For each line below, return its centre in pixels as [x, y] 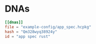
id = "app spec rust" [28, 36]
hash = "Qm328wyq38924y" [31, 32]
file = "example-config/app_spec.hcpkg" [48, 27]
